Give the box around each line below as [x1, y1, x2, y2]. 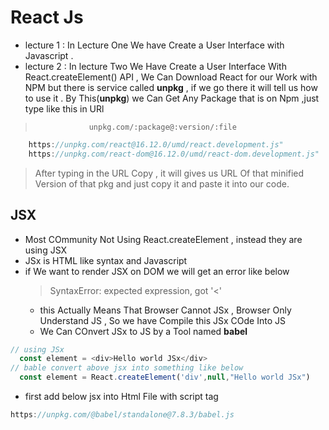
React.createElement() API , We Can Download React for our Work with [24, 71, 318, 83]
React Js [10, 6, 84, 29]
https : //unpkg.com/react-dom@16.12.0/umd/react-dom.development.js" [28, 149, 320, 159]
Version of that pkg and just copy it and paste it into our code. [34, 177, 290, 190]
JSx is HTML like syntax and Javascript [24, 254, 188, 266]
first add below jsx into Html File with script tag [24, 391, 219, 402]
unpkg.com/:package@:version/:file [88, 122, 237, 132]
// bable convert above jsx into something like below [10, 363, 244, 373]
